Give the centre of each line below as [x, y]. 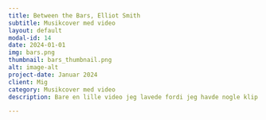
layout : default [35, 30]
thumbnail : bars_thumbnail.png [60, 60]
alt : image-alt [33, 68]
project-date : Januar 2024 [53, 75]
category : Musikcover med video [62, 89]
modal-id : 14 [30, 38]
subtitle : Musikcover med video [62, 23]
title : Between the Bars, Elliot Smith [74, 15]
